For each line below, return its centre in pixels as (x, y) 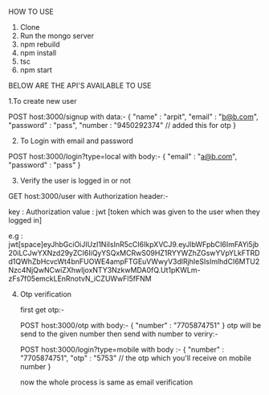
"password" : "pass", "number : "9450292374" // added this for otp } (122, 125)
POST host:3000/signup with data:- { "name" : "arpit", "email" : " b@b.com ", (133, 117)
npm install (38, 53)
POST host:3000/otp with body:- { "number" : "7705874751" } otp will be (141, 325)
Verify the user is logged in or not (75, 181)
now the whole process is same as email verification (106, 382)
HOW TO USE (31, 12)
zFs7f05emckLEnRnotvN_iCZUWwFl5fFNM (80, 278)
